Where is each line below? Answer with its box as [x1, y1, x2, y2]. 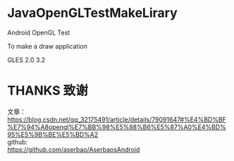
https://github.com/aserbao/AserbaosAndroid [7, 145, 140, 153]
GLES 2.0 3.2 [7, 55, 46, 64]
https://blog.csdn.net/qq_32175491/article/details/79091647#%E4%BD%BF [7, 115, 227, 124]
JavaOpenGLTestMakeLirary [7, 5, 178, 21]
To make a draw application [7, 42, 88, 50]
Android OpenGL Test [7, 28, 70, 37]
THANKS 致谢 [7, 83, 88, 99]
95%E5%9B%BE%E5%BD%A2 [7, 130, 99, 138]
